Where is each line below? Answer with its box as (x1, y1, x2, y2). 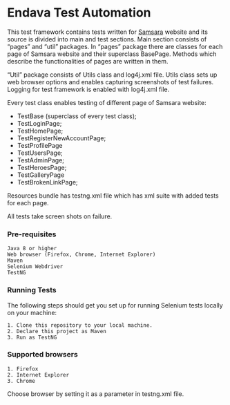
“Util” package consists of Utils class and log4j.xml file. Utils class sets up (7, 70, 218, 79)
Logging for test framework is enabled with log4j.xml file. (7, 85, 170, 93)
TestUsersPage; (17, 149, 64, 157)
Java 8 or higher (7, 245, 57, 252)
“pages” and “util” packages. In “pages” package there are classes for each (7, 42, 223, 50)
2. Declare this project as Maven (7, 328, 107, 335)
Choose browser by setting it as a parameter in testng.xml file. (7, 389, 184, 398)
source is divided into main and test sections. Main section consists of (7, 35, 207, 43)
